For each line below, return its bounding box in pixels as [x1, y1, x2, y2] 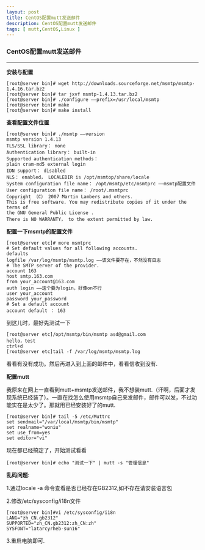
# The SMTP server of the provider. [6, 262, 99, 269]
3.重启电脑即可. [6, 537, 45, 544]
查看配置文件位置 [6, 119, 49, 126]
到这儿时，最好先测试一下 [6, 319, 71, 326]
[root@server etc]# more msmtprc [6, 240, 92, 246]
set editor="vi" [6, 435, 48, 441]
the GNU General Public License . [6, 209, 95, 216]
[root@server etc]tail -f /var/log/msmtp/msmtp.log [6, 348, 140, 355]
